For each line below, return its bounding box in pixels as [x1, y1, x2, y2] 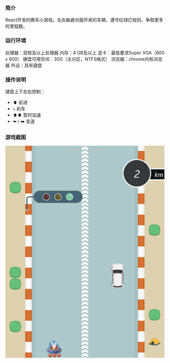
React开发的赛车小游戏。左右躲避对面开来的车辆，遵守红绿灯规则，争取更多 [5, 17, 163, 23]
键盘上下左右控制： [5, 88, 46, 95]
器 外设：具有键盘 [5, 62, 42, 68]
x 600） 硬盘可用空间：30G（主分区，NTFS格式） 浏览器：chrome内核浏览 [5, 56, 163, 62]
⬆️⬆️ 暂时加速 [12, 112, 41, 118]
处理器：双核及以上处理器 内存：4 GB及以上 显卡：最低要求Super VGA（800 [5, 50, 164, 56]
